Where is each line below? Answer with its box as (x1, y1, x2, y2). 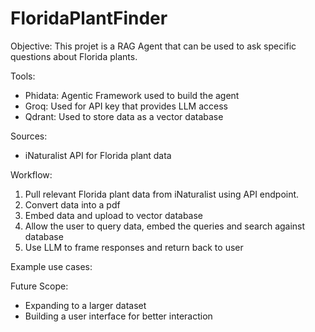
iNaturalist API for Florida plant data (24, 149, 172, 161)
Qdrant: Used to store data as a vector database (24, 110, 224, 122)
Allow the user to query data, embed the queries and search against (24, 220, 306, 232)
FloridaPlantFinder (10, 7, 168, 30)
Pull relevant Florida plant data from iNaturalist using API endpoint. (24, 188, 300, 200)
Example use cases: (10, 260, 93, 272)
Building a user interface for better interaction (24, 310, 213, 322)
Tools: (10, 70, 36, 82)
